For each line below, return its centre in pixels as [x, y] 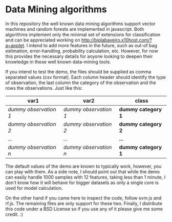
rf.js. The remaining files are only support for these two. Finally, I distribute [84, 203]
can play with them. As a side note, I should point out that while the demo [83, 171]
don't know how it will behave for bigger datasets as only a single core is [82, 183]
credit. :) [14, 214]
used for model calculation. [34, 188]
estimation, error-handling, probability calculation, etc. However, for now [82, 51]
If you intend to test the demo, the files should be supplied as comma [78, 72]
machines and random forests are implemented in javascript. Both [75, 29]
